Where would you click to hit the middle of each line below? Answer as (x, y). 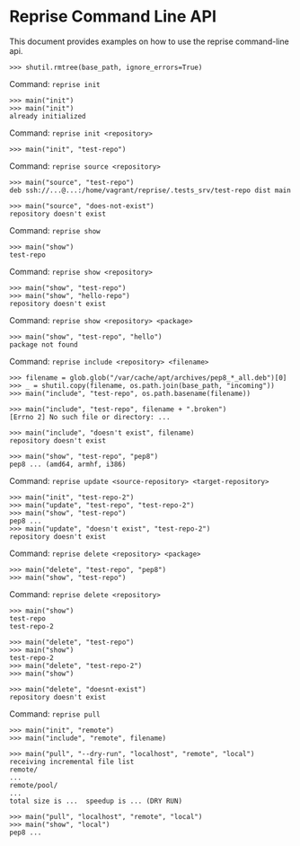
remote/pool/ (34, 785)
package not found (44, 344)
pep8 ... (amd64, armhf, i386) (68, 464)
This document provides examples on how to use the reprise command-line (149, 41)
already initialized (48, 116)
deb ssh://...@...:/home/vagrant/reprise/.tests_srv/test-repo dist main (150, 190)
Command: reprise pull (55, 714)
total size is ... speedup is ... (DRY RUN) (96, 801)
